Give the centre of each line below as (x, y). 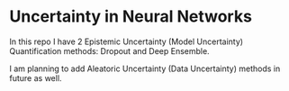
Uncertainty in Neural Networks (131, 17)
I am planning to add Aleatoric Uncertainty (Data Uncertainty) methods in (145, 68)
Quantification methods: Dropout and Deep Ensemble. (109, 50)
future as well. (36, 77)
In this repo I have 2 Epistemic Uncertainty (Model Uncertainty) (126, 41)
